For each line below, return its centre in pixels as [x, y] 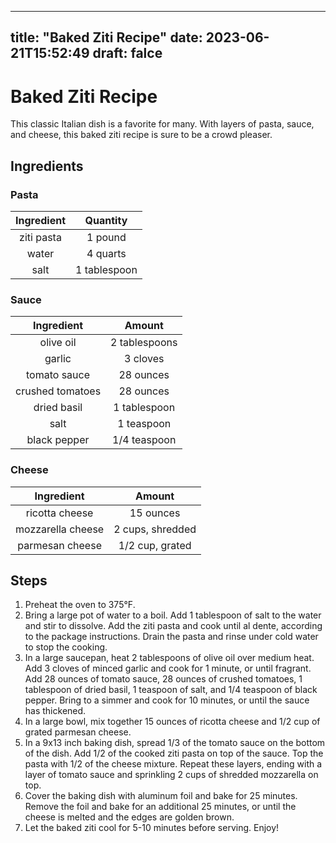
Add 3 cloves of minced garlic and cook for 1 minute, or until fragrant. [168, 668]
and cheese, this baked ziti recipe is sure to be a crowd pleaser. [141, 135]
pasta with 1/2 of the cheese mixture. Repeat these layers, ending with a [173, 764]
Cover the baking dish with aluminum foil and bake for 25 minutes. [161, 796]
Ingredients [47, 166]
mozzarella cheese [60, 529]
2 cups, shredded [155, 529]
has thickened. [55, 711]
